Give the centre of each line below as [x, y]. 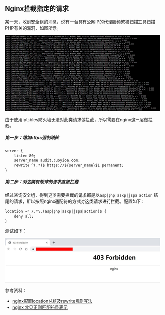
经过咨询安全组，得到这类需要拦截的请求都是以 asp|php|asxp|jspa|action [79, 195]
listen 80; [25, 156]
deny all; [24, 216]
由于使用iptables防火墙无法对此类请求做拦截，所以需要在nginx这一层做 [77, 119]
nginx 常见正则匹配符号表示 [40, 307]
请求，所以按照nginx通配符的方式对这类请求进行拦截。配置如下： [80, 201]
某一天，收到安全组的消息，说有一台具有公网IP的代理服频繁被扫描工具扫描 [80, 22]
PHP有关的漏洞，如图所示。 [33, 28]
